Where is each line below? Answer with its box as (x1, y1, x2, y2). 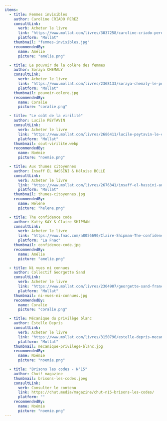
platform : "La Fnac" (17, 238, 61, 243)
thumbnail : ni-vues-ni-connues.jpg (13, 293, 88, 298)
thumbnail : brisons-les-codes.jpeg (13, 376, 88, 381)
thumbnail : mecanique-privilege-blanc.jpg (13, 344, 103, 349)
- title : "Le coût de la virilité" (9, 113, 83, 119)
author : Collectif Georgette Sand (13, 270, 85, 275)
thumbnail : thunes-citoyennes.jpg (13, 192, 85, 197)
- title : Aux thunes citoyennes (9, 164, 77, 169)
